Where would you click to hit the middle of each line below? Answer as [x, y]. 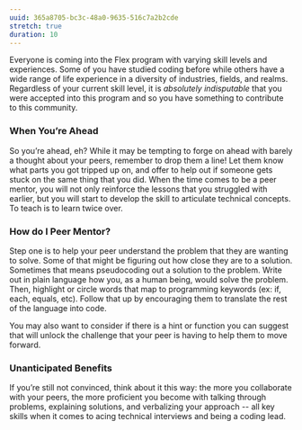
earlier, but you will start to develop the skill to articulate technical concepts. [150, 198]
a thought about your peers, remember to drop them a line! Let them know [147, 160]
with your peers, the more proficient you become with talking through [138, 398]
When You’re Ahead [54, 131]
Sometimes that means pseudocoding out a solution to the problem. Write [146, 270]
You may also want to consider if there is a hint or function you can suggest [149, 326]
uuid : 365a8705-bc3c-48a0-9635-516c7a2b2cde [94, 18]
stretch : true [36, 26]
